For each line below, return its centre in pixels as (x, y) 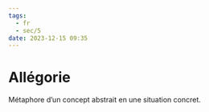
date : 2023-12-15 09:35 (48, 38)
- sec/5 (29, 30)
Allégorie (39, 78)
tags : (17, 16)
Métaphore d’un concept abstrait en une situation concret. (104, 100)
